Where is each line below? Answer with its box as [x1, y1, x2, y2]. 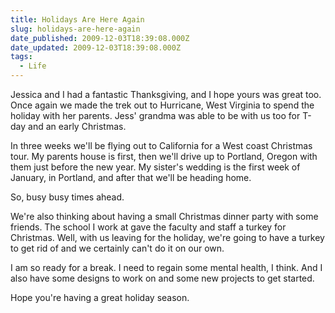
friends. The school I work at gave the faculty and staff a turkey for [10, 221, 287, 233]
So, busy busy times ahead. [10, 191, 125, 203]
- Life [19, 61, 47, 71]
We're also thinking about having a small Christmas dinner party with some [10, 211, 319, 222]
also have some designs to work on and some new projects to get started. [10, 272, 315, 284]
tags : [10, 52, 33, 62]
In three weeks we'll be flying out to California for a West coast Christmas [10, 140, 313, 151]
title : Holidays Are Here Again [10, 14, 145, 25]
